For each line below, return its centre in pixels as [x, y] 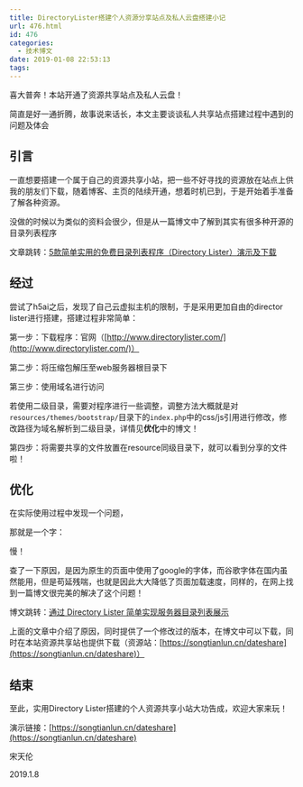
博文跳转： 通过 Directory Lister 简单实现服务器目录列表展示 [119, 612]
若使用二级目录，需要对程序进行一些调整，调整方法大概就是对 [124, 406]
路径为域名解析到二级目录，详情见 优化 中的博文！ [108, 428]
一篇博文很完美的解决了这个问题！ [80, 593]
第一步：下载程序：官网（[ [59, 337]
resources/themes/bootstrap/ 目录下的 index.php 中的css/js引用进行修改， [144, 416]
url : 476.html [36, 26]
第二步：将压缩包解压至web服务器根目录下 [88, 367]
